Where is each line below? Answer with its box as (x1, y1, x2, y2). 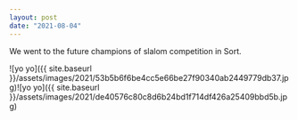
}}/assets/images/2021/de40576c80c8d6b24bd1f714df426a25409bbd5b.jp (9, 91, 288, 102)
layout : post (9, 12, 58, 22)
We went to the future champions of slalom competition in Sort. (9, 45, 243, 56)
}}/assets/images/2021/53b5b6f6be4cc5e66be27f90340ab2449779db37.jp (9, 72, 289, 83)
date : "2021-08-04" (9, 21, 82, 30)
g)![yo (9, 82, 31, 92)
